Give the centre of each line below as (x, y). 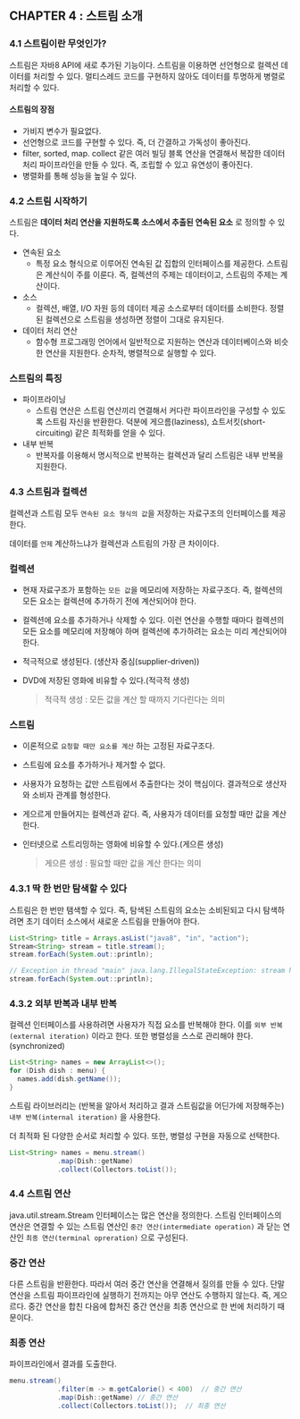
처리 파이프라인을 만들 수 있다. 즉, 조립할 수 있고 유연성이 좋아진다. (137, 165)
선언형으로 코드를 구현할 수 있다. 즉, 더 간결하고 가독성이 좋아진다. (136, 142)
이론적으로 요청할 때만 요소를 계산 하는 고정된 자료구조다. (118, 746)
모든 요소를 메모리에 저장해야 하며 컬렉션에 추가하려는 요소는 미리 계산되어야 (154, 631)
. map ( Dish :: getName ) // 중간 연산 (117, 1398)
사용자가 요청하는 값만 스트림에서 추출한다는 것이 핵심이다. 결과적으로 (142, 784)
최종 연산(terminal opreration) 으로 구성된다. (107, 1237)
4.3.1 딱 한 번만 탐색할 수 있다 (68, 889)
